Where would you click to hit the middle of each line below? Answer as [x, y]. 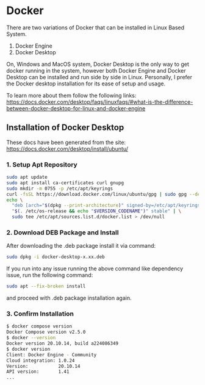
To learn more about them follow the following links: [71, 95]
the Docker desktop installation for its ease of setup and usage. [86, 84]
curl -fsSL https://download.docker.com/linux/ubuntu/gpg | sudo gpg [97, 194]
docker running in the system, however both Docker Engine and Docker [96, 70]
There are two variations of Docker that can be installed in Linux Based [95, 27]
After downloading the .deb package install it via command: [81, 246]
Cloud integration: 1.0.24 [41, 361]
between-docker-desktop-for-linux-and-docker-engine [76, 108]
